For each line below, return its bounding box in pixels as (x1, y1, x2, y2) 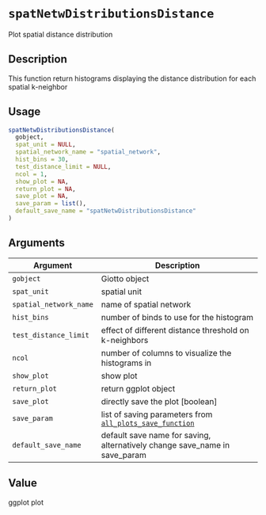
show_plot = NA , (15, 177, 69, 185)
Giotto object (101, 273, 150, 284)
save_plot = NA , (15, 193, 69, 200)
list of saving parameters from (101, 409, 213, 420)
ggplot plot (8, 498, 44, 507)
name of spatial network (101, 299, 192, 310)
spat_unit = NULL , (15, 141, 77, 149)
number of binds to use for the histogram (101, 311, 254, 322)
